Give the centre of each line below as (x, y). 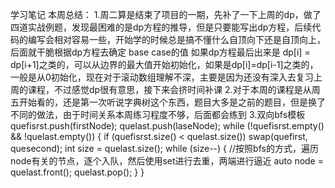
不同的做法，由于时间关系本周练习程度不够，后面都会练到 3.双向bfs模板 (158, 114)
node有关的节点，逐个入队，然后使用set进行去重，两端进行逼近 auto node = (167, 161)
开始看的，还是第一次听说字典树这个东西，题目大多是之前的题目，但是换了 (172, 102)
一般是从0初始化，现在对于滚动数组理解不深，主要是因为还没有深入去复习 (162, 77)
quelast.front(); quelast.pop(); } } (77, 172)
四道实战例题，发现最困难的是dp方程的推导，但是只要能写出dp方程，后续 (161, 27)
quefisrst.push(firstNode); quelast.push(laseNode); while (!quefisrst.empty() (167, 126)
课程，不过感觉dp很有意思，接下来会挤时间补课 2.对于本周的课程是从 (169, 89)
